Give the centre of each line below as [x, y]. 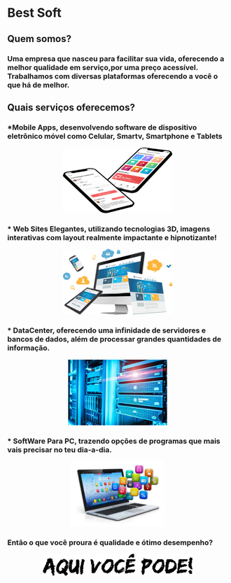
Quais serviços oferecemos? [71, 107]
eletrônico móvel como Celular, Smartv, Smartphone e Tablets [115, 136]
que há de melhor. [38, 85]
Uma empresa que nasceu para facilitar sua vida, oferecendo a [116, 59]
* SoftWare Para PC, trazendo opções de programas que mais [114, 441]
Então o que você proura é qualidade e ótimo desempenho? [110, 542]
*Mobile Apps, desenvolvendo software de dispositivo [102, 127]
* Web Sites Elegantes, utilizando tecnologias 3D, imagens [109, 229]
